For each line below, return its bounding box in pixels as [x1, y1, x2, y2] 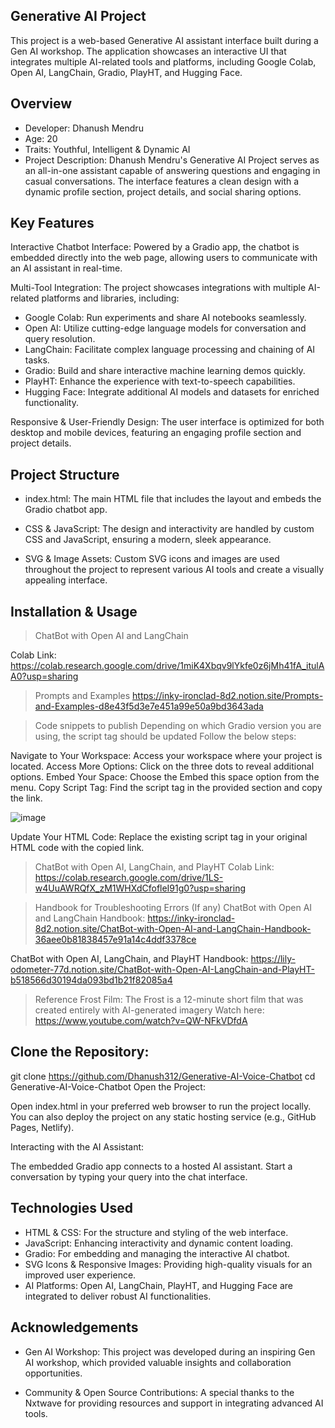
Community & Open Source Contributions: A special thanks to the [24, 1386, 295, 1398]
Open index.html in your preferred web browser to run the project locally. [10, 1100, 312, 1112]
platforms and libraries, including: [41, 292, 180, 304]
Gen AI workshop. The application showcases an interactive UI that [10, 45, 287, 57]
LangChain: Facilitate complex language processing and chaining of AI [24, 344, 316, 356]
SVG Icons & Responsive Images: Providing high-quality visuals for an [24, 1258, 313, 1270]
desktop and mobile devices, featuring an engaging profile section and [10, 427, 302, 439]
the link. [10, 792, 43, 804]
